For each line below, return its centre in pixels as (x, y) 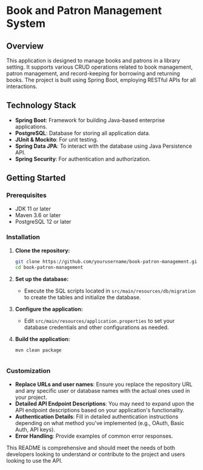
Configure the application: (49, 309)
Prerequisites (26, 195)
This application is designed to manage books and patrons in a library (93, 60)
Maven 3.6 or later (38, 215)
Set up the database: (42, 279)
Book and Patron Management (84, 11)
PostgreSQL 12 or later (43, 221)
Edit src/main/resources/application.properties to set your (99, 320)
